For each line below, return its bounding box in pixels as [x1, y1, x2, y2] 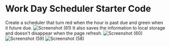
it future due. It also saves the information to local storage [5, 24, 165, 30]
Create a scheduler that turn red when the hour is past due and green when [5, 19, 163, 25]
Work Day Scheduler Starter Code [5, 3, 151, 14]
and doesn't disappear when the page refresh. [5, 30, 103, 36]
